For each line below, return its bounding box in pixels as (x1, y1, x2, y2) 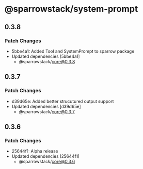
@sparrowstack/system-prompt (4, 3, 138, 15)
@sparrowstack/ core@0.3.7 (18, 108, 75, 115)
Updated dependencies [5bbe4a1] (11, 53, 80, 59)
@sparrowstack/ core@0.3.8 (18, 58, 75, 64)
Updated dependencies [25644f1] (11, 153, 79, 159)
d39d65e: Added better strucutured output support (11, 98, 114, 104)
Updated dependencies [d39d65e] (11, 103, 81, 109)
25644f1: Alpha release (11, 148, 59, 154)
